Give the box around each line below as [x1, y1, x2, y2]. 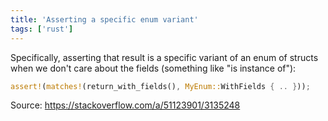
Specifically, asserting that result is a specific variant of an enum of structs [10, 51, 319, 63]
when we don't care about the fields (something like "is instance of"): [10, 62, 297, 74]
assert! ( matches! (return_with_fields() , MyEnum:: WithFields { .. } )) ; [10, 81, 311, 91]
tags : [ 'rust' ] [10, 24, 74, 34]
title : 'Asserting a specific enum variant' [10, 14, 199, 25]
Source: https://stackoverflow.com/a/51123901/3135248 [10, 99, 241, 111]
